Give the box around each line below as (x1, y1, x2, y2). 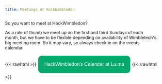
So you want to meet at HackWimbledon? (5, 20, 88, 26)
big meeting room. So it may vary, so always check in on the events (5, 39, 140, 46)
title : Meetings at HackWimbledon (5, 7, 75, 12)
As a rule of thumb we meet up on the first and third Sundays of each (5, 29, 144, 35)
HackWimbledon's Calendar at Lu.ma (44, 61, 125, 67)
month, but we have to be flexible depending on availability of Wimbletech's (5, 35, 157, 40)
